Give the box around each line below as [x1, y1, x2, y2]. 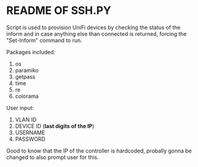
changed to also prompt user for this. [6, 153, 99, 161]
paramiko [15, 66, 39, 73]
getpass [15, 73, 36, 80]
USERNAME [15, 129, 45, 136]
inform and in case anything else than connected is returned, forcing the [6, 30, 187, 37]
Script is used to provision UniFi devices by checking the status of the [6, 24, 180, 31]
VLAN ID [15, 116, 37, 123]
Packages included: [6, 48, 56, 55]
